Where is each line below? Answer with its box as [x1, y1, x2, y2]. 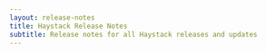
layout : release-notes [9, 13, 95, 22]
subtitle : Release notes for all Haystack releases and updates [9, 30, 258, 39]
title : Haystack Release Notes [9, 22, 128, 31]
